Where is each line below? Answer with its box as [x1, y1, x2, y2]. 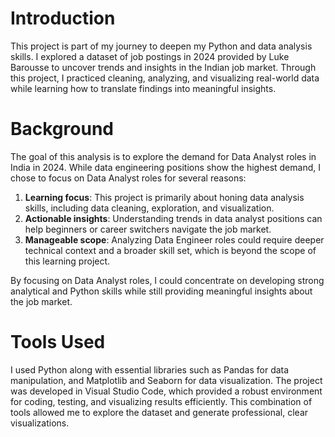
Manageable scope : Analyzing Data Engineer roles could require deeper [24, 233, 325, 246]
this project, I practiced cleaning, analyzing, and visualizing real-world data [10, 72, 320, 84]
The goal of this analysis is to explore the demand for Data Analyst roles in [10, 150, 317, 162]
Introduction [10, 7, 116, 30]
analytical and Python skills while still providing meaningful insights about [10, 285, 313, 297]
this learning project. [24, 255, 111, 267]
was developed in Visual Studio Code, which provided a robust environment [10, 385, 323, 397]
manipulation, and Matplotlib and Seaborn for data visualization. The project [10, 374, 323, 386]
